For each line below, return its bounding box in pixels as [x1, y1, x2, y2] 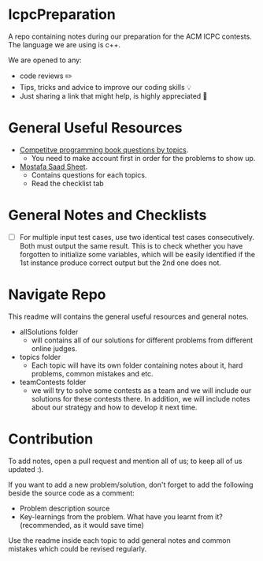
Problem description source [19, 503, 110, 513]
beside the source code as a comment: [8, 488, 135, 498]
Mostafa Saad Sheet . [19, 162, 88, 171]
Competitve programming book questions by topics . [19, 144, 189, 155]
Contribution [8, 430, 94, 447]
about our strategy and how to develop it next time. [31, 402, 198, 412]
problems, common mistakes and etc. [31, 368, 154, 378]
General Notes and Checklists [8, 207, 207, 224]
